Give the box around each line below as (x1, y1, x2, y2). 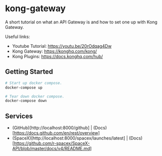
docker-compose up (5, 85, 43, 90)
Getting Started (5, 68, 53, 76)
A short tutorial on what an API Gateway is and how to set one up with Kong (5, 19, 158, 25)
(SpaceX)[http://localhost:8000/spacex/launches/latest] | (12, 135, 128, 141)
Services (5, 112, 33, 120)
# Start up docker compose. (5, 80, 63, 85)
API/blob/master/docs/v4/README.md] (12, 146, 92, 152)
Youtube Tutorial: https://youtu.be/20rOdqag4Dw (12, 43, 112, 49)
